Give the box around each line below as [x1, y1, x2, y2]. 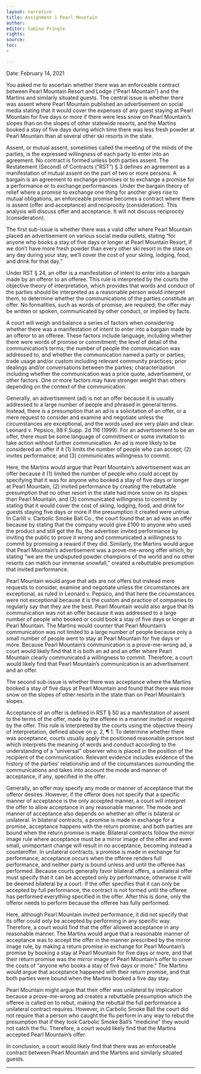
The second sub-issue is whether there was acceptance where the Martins [6, 678, 191, 685]
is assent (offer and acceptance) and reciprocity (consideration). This [6, 201, 178, 208]
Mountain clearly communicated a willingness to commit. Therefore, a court [6, 654, 193, 661]
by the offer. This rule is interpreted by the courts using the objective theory [6, 722, 193, 729]
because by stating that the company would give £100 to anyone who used [6, 520, 191, 528]
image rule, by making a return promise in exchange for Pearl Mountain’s [6, 943, 185, 950]
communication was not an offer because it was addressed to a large [6, 609, 176, 616]
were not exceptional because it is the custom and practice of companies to [6, 596, 193, 603]
